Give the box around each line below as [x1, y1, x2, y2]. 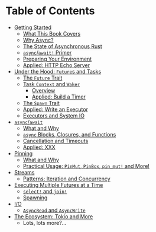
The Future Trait [22, 74, 63, 81]
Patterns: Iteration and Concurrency [22, 175, 110, 182]
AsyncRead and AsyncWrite [22, 206, 86, 214]
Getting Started [14, 24, 51, 31]
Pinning [14, 150, 33, 157]
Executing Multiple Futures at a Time [14, 181, 103, 188]
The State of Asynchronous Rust [22, 43, 102, 50]
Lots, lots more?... [22, 219, 67, 226]
